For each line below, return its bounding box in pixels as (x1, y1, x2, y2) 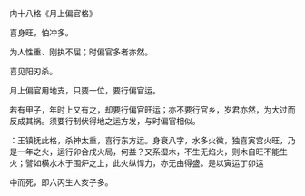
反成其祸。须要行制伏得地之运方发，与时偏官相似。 (9, 116, 201, 126)
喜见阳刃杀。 (9, 66, 57, 76)
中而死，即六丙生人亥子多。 (9, 177, 113, 188)
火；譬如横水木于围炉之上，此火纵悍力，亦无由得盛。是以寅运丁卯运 (9, 158, 264, 168)
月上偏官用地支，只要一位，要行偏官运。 (9, 85, 161, 95)
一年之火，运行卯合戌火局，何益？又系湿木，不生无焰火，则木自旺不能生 (16, 146, 288, 157)
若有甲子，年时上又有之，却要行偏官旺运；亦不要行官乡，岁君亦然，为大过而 (9, 104, 296, 115)
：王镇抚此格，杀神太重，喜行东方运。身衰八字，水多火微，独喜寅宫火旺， (9, 135, 288, 145)
